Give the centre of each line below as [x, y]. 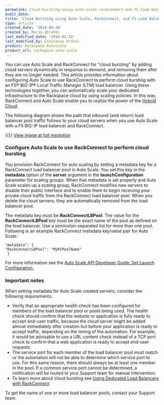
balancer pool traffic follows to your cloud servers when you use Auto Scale [81, 121]
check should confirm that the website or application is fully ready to [81, 316]
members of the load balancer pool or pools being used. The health [80, 311]
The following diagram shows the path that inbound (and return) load [74, 115]
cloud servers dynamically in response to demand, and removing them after [81, 69]
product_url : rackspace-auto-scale [41, 50]
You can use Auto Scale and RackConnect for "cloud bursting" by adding [79, 64]
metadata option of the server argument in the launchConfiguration [74, 175]
